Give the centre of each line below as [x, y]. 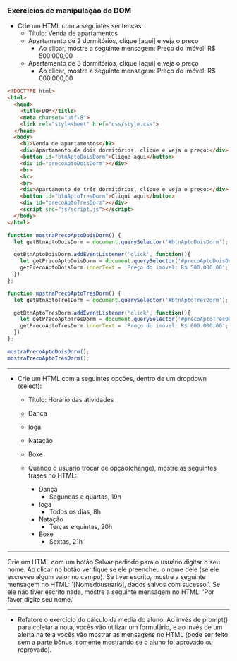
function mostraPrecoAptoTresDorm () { [64, 293]
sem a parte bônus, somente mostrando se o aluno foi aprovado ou [115, 642]
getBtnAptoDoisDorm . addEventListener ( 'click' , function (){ [102, 255]
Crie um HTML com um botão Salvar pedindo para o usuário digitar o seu [114, 562]
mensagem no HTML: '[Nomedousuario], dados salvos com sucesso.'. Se [114, 584]
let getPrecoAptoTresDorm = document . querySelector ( [99, 320]
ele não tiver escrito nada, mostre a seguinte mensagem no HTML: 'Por [111, 592]
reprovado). [35, 649]
